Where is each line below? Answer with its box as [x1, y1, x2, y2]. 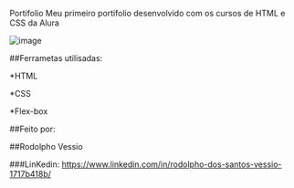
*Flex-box [9, 106, 48, 117]
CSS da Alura [9, 17, 59, 28]
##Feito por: [9, 123, 57, 134]
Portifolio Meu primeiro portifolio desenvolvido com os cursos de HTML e [9, 8, 286, 18]
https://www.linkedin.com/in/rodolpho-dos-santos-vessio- [61, 159, 282, 170]
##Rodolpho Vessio [9, 141, 84, 151]
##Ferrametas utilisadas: [9, 53, 103, 63]
